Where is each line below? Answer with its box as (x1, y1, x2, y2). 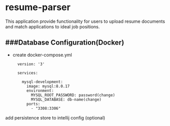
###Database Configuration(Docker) (5, 38, 124, 47)
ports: (26, 101, 41, 106)
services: (17, 70, 38, 75)
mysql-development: (22, 79, 63, 85)
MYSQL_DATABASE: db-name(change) (31, 97, 101, 102)
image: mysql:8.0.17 (26, 83, 70, 89)
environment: (26, 88, 54, 93)
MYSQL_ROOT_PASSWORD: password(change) (31, 93, 115, 98)
